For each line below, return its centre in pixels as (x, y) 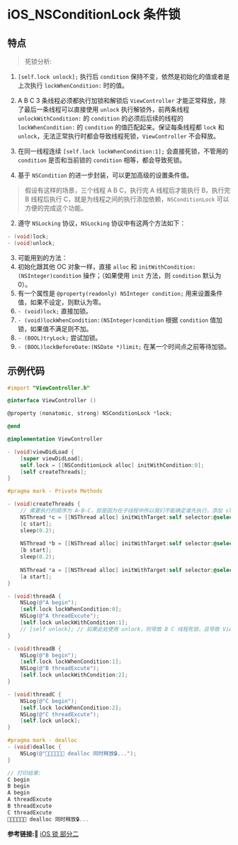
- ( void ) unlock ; (31, 243)
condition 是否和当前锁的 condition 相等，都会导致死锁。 (102, 160)
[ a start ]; (36, 576)
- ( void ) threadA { (34, 596)
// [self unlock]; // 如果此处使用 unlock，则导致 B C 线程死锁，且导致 (120, 629)
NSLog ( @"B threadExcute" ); (60, 669)
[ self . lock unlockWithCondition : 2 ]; (74, 675)
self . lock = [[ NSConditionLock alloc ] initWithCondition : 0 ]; (112, 465)
